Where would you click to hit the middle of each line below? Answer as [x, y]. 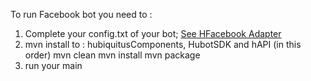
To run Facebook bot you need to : [81, 14]
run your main [53, 65]
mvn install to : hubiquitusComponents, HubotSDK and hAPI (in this [163, 44]
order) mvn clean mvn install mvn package [112, 55]
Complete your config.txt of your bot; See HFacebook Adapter [153, 33]
